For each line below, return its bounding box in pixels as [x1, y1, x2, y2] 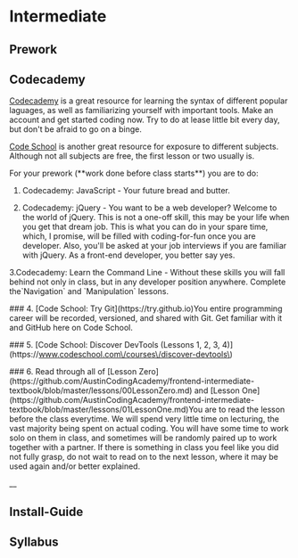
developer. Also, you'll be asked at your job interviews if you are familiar [21, 241, 287, 251]
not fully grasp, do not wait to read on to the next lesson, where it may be [9, 452, 279, 463]
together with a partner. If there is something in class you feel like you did [9, 442, 279, 453]
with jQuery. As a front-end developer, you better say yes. [21, 250, 236, 260]
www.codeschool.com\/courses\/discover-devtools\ [38, 349, 230, 360]
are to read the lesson [204, 404, 286, 415]
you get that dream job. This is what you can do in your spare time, [21, 221, 269, 233]
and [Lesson [194, 385, 241, 396]
